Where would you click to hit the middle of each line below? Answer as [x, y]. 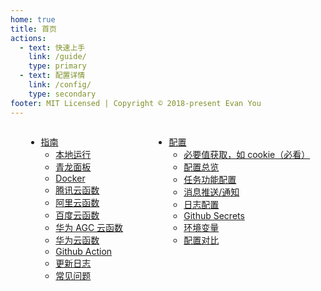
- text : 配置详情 [52, 76]
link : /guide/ [57, 57]
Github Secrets [214, 215]
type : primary [57, 66]
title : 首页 [33, 29]
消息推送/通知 [211, 192]
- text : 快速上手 [52, 47]
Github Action [84, 251]
